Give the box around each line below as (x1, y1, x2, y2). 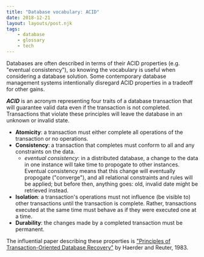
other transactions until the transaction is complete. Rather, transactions (15, 199, 197, 207)
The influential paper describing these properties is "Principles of (6, 237, 171, 244)
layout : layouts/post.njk (6, 20, 72, 26)
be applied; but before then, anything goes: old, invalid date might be (24, 180, 199, 188)
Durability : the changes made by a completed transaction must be (15, 219, 183, 226)
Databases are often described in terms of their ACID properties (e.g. (6, 59, 180, 67)
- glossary (17, 37, 45, 43)
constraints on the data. (15, 147, 75, 155)
